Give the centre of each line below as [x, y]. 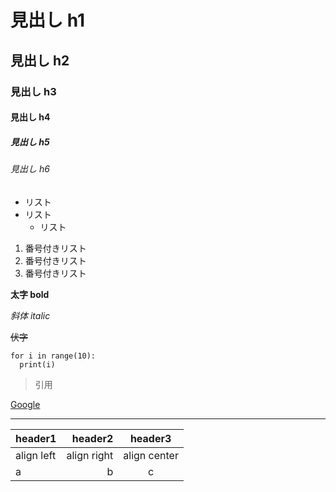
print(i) [37, 364]
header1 [36, 438]
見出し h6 [30, 169]
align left [36, 455]
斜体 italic [30, 315]
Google [25, 404]
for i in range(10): [53, 356]
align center [151, 455]
